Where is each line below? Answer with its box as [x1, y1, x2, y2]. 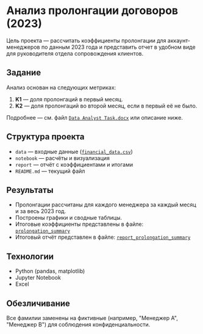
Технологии [6, 251, 54, 261]
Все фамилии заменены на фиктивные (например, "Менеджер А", [6, 314, 178, 321]
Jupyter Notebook [15, 274, 61, 281]
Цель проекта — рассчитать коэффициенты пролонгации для [6, 37, 166, 44]
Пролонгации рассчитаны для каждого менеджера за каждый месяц [15, 201, 196, 208]
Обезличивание [6, 298, 70, 308]
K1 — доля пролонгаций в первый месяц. [15, 95, 123, 103]
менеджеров [6, 43, 40, 51]
